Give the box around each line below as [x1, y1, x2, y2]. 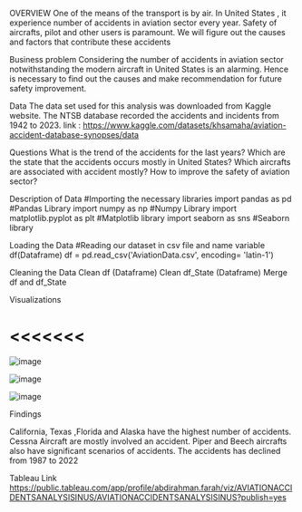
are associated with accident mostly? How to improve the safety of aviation [9, 167, 290, 177]
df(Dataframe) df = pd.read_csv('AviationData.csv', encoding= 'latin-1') [9, 249, 274, 260]
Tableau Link [9, 472, 57, 483]
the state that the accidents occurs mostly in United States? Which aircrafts [9, 157, 291, 167]
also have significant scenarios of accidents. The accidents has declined [9, 445, 281, 456]
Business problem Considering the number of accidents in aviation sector [9, 54, 284, 64]
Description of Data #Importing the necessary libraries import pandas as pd [9, 194, 292, 204]
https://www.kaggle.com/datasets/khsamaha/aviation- [83, 120, 287, 130]
